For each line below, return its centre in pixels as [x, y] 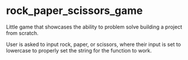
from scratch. [23, 33]
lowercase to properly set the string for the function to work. [79, 50]
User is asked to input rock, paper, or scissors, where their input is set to [94, 44]
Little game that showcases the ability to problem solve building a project [94, 27]
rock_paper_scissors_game [74, 11]
